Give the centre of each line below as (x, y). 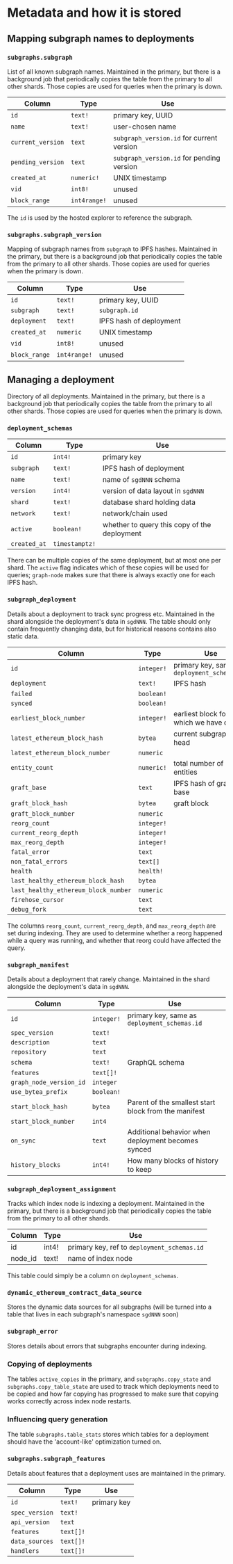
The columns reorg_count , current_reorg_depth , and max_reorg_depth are (112, 926)
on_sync (23, 1140)
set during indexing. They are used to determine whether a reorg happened (115, 933)
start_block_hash (39, 1106)
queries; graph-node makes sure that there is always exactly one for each (111, 575)
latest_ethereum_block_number (61, 753)
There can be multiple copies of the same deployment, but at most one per (114, 561)
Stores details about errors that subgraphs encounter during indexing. (107, 1346)
